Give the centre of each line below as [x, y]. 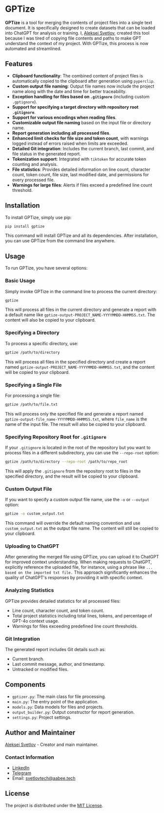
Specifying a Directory [32, 333]
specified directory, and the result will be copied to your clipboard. [72, 476]
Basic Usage [20, 281]
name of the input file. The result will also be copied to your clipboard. [75, 424]
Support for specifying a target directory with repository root [75, 107]
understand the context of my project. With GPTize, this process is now [77, 43]
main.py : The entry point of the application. [55, 701]
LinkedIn [21, 767]
